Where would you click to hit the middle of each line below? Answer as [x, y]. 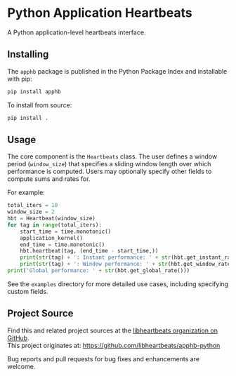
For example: [26, 193]
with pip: [20, 79]
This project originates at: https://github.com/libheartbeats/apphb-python [114, 345]
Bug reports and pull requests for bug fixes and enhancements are [104, 358]
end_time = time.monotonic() [63, 244]
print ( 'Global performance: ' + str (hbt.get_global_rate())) [99, 271]
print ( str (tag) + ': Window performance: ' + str [94, 264]
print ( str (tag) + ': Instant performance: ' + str [96, 257]
